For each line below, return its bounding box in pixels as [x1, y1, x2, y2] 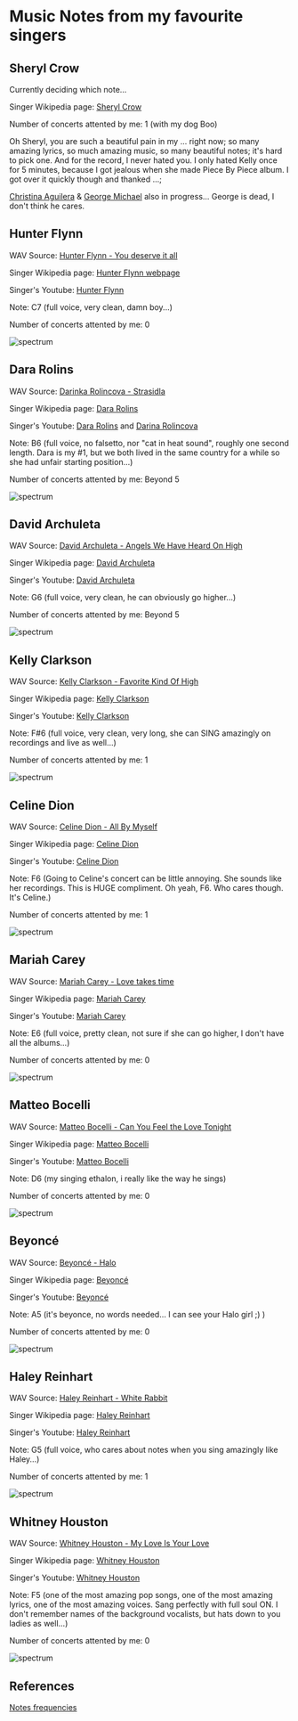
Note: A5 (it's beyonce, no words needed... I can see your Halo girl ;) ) [9, 1309, 266, 1319]
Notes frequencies [9, 1701, 77, 1712]
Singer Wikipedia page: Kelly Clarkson [9, 693, 149, 705]
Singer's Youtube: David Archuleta [9, 575, 135, 585]
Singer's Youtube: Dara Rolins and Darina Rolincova [9, 420, 198, 431]
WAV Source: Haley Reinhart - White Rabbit [9, 1392, 168, 1404]
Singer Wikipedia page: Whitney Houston [9, 1555, 160, 1566]
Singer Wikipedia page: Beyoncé [9, 1274, 129, 1285]
